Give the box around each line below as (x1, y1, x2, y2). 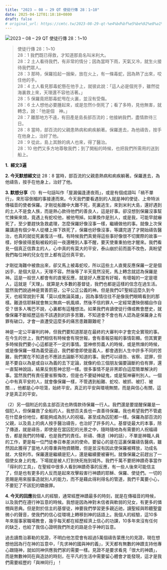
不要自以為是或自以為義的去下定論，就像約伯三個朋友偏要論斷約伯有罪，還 (9, 360, 162, 366)
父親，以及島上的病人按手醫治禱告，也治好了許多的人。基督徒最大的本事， (5, 420, 158, 426)
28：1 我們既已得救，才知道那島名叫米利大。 (17, 52, 109, 58)
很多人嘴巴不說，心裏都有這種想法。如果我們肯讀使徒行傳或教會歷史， (13, 306, 158, 312)
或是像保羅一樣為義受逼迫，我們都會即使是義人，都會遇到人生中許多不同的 (5, 348, 158, 354)
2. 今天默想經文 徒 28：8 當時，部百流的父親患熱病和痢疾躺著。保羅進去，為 (5, 173, 161, 179)
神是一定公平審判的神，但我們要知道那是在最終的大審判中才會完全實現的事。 (5, 329, 162, 335)
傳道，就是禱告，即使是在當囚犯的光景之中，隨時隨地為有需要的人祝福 (9, 426, 153, 433)
